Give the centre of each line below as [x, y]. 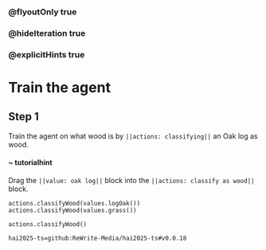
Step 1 [24, 117]
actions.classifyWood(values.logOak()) [74, 203]
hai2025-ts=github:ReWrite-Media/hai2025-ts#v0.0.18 [98, 238]
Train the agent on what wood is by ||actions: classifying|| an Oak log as [133, 136]
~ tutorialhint [31, 162]
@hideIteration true [47, 33]
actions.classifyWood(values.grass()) [72, 210]
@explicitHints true [47, 54]
